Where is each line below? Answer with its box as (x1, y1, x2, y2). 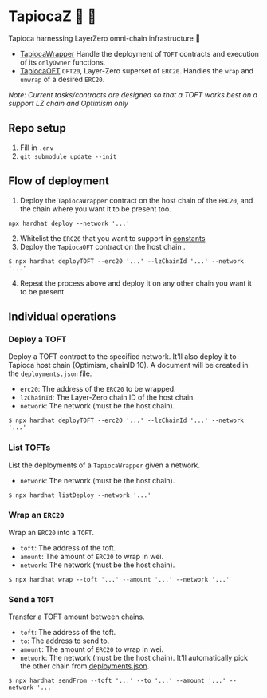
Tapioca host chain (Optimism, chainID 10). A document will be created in (8, 361, 249, 370)
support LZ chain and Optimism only (8, 98, 129, 108)
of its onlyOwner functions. (19, 57, 106, 67)
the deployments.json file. (8, 369, 92, 378)
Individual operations (8, 310, 116, 323)
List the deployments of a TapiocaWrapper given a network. (8, 460, 201, 470)
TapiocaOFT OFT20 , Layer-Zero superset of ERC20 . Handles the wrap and (19, 65, 253, 75)
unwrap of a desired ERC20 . (19, 74, 105, 84)
